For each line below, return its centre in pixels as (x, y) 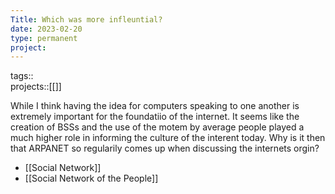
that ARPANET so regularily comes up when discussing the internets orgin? (165, 148)
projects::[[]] (36, 87)
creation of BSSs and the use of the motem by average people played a (157, 127)
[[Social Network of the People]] (91, 178)
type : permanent (44, 38)
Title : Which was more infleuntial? (86, 19)
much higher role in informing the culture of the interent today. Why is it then (168, 138)
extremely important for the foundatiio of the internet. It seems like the (155, 117)
